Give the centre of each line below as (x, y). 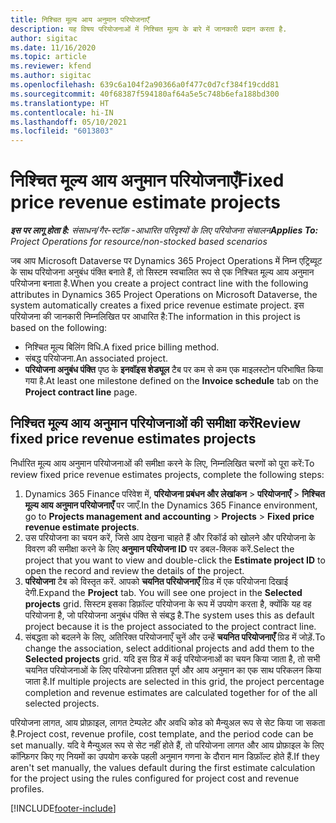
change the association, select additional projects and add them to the (169, 648)
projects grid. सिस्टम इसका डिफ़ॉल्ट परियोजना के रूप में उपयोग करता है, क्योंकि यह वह (168, 603)
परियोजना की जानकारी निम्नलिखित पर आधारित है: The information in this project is (155, 317)
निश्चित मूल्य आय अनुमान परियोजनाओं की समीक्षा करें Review (156, 423)
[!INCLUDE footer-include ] (63, 808)
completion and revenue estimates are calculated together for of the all (171, 692)
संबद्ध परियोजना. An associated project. (96, 358)
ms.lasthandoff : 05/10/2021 (69, 122)
